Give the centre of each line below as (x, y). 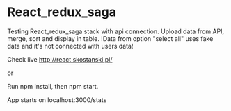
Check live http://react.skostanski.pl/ (60, 59)
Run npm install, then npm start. (53, 86)
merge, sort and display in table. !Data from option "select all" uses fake (110, 38)
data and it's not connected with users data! (70, 46)
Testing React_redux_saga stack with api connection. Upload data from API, (116, 31)
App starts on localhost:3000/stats (57, 100)
